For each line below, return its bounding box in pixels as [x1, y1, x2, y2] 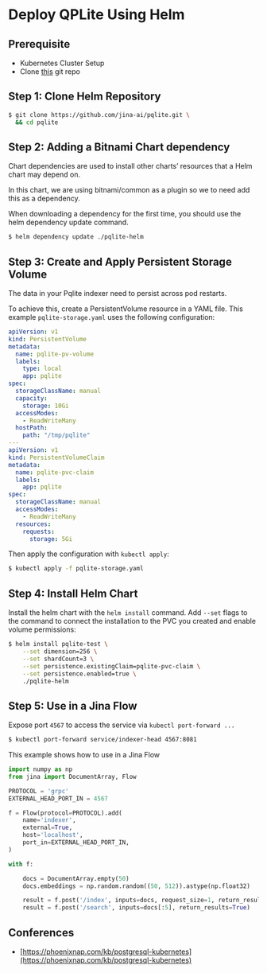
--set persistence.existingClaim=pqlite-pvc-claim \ [22, 662, 201, 670]
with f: [8, 860, 34, 868]
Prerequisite [8, 37, 71, 51]
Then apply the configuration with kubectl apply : [8, 549, 169, 559]
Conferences [8, 925, 75, 940]
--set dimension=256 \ [22, 648, 98, 656]
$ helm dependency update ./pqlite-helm [8, 233, 145, 241]
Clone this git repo [19, 67, 81, 76]
